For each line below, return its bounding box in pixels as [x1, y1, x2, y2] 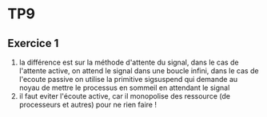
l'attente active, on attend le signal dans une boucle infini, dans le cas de [18, 66, 259, 76]
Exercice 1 [7, 37, 59, 50]
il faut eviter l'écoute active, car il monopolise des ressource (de [18, 92, 231, 100]
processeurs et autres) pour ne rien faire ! [18, 100, 157, 109]
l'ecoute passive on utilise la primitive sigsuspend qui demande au [18, 75, 238, 84]
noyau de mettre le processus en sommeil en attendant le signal [18, 83, 230, 92]
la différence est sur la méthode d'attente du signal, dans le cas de [18, 57, 239, 67]
